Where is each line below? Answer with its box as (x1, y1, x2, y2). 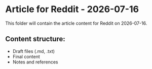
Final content (12, 53, 41, 59)
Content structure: (5, 35, 65, 43)
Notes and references (12, 59, 58, 65)
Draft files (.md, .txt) (12, 48, 55, 54)
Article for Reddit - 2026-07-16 (5, 4, 139, 15)
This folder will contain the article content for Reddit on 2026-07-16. (5, 20, 147, 26)
